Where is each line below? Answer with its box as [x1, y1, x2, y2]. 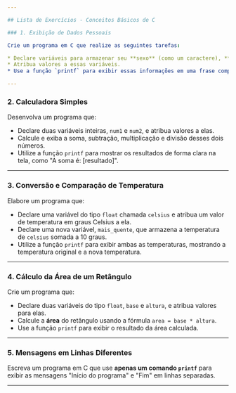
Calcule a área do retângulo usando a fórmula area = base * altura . [17, 316, 217, 324]
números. [17, 141, 46, 150]
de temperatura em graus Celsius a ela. [17, 217, 132, 226]
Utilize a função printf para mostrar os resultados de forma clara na [17, 149, 216, 157]
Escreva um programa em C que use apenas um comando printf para [7, 363, 212, 373]
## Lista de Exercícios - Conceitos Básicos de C [7, 16, 156, 23]
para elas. [17, 309, 47, 317]
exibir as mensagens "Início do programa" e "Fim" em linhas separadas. [7, 371, 216, 380]
